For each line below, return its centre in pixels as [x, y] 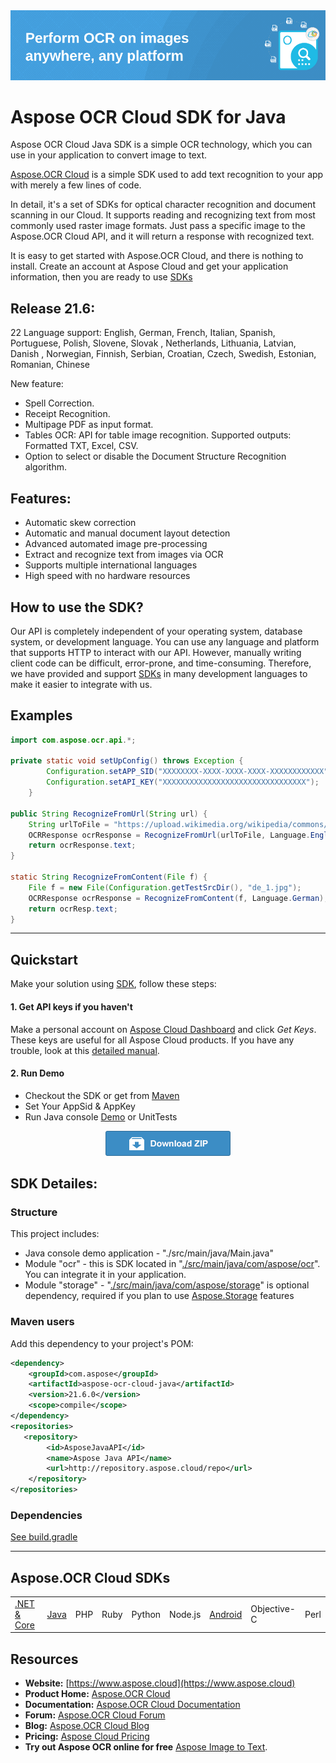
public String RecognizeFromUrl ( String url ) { [109, 814]
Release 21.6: [53, 308]
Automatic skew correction [80, 523]
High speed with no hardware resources [107, 576]
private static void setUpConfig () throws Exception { [127, 761]
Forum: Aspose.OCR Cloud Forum [95, 1715]
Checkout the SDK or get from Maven [102, 1095]
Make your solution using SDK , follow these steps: [113, 984]
